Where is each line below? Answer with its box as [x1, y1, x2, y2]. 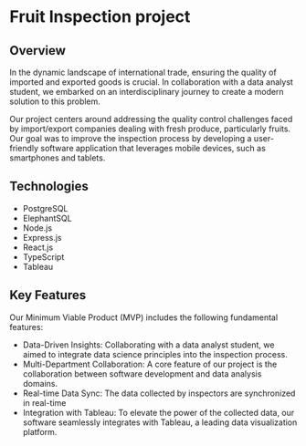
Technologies [9, 179, 90, 194]
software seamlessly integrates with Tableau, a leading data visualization [22, 417, 298, 428]
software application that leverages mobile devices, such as [40, 143, 267, 153]
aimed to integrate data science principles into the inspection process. [22, 348, 288, 359]
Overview [9, 43, 67, 58]
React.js [22, 242, 54, 253]
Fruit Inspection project [9, 6, 191, 27]
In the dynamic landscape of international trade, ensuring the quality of [9, 67, 277, 78]
